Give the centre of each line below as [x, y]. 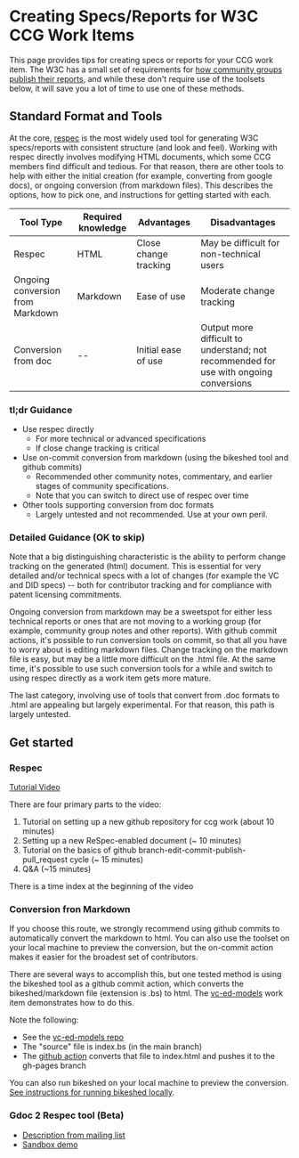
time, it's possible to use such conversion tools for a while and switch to [141, 669]
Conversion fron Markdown [70, 909]
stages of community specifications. [102, 486]
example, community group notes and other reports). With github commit [143, 631]
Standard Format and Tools [86, 116]
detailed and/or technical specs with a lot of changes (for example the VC [144, 575]
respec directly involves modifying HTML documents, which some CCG [140, 157]
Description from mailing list [74, 1135]
